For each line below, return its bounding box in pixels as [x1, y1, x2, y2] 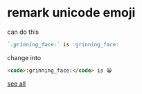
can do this [7, 28, 39, 36]
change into [7, 53, 42, 62]
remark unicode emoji [7, 5, 136, 21]
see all [7, 79, 26, 88]
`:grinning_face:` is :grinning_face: [7, 41, 119, 48]
